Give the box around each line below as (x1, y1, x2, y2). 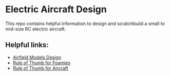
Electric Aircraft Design (5, 4, 107, 15)
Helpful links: (5, 41, 49, 49)
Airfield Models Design (12, 54, 62, 60)
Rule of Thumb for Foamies (12, 60, 71, 66)
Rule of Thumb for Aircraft (12, 65, 68, 71)
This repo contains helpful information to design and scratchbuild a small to (5, 20, 165, 27)
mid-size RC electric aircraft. (5, 26, 66, 32)
